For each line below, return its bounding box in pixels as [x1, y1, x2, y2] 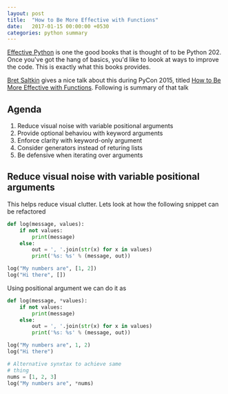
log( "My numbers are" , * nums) [7, 380, 94, 386]
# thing [7, 366, 30, 374]
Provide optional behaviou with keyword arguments [17, 129, 163, 138]
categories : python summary [7, 29, 88, 37]
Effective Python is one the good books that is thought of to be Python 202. [7, 48, 222, 56]
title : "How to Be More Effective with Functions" [7, 17, 158, 23]
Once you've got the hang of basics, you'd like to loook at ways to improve [7, 56, 219, 64]
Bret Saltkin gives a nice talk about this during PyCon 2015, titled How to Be [7, 76, 222, 85]
